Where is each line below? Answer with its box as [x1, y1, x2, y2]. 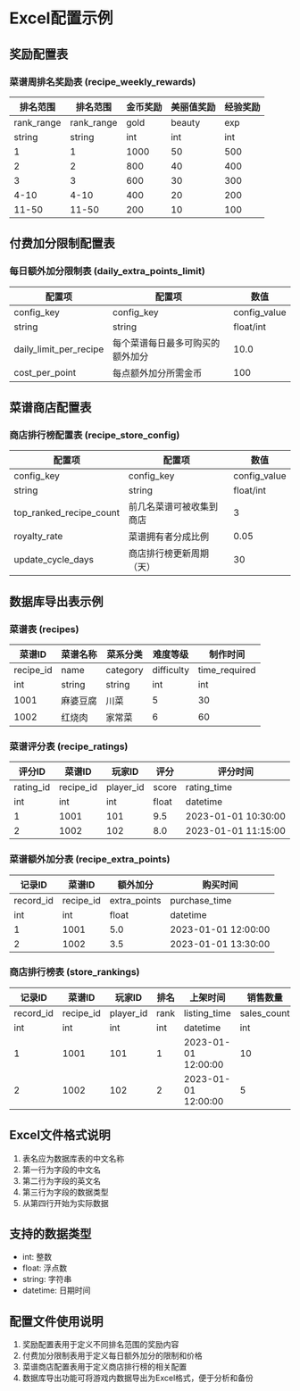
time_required [197, 663, 256, 676]
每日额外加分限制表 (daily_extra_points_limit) [9, 265, 205, 278]
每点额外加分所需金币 [112, 367, 203, 379]
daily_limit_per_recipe [13, 343, 104, 355]
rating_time [185, 781, 232, 794]
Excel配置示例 [9, 8, 113, 29]
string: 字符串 [21, 1274, 72, 1285]
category [105, 663, 145, 676]
